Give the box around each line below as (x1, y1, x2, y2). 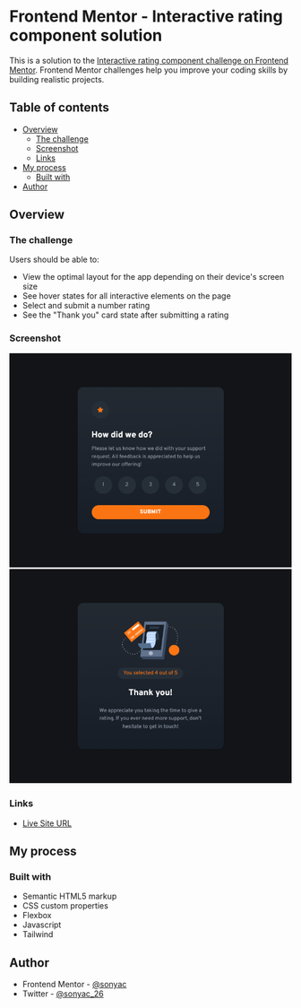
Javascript (21, 919, 62, 930)
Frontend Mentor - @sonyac (21, 979, 127, 990)
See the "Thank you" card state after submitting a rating (21, 309, 229, 320)
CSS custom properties (21, 900, 109, 911)
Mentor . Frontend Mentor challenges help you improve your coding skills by (9, 65, 288, 75)
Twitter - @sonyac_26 (21, 988, 105, 999)
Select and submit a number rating (21, 300, 150, 311)
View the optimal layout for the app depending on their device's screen (21, 272, 285, 282)
